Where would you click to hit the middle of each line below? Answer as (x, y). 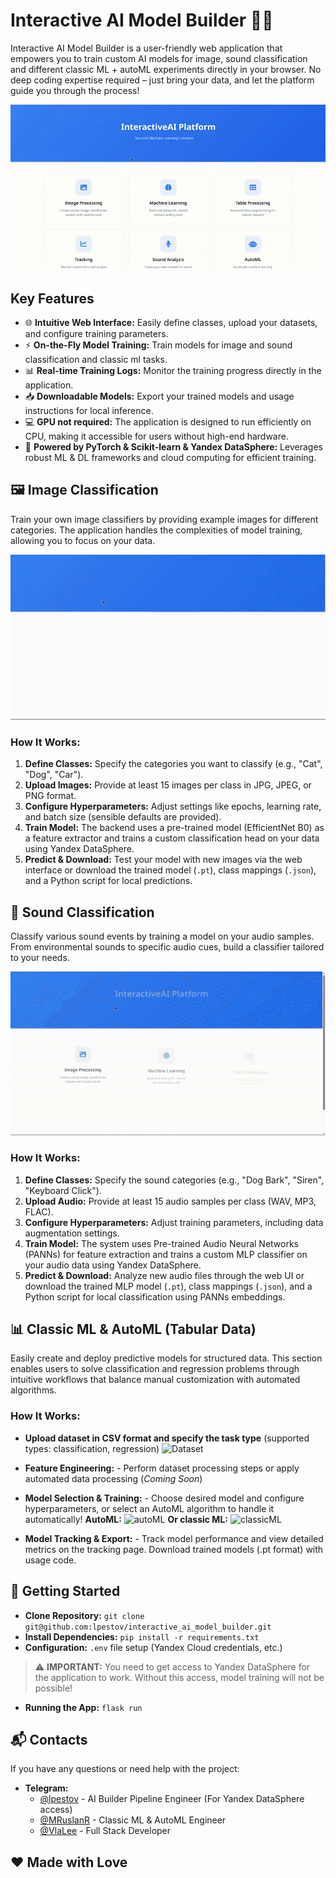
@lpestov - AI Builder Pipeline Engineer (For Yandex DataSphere (172, 1799)
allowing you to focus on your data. (83, 540)
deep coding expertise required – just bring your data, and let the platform (162, 80)
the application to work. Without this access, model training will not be (179, 1677)
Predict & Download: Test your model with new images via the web (163, 860)
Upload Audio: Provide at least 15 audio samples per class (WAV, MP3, (170, 1201)
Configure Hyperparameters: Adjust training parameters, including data (174, 1222)
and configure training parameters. (96, 333)
